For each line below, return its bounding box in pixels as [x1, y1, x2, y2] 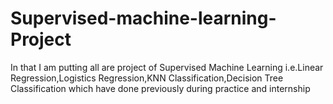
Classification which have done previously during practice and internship [10, 82, 311, 94]
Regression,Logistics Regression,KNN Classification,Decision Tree [10, 72, 284, 84]
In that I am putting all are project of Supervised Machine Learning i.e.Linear [10, 61, 324, 73]
